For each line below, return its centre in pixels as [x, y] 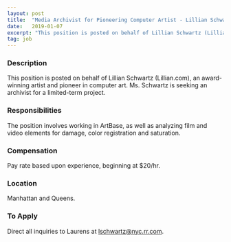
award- [212, 78]
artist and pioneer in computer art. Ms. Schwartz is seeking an [119, 85]
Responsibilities [34, 111]
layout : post [26, 13]
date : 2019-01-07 [35, 26]
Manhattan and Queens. [41, 198]
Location [22, 183]
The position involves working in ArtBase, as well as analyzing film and [107, 125]
